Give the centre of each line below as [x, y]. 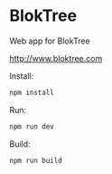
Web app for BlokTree [50, 41]
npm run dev [32, 126]
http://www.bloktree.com [56, 58]
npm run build [36, 160]
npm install [32, 92]
